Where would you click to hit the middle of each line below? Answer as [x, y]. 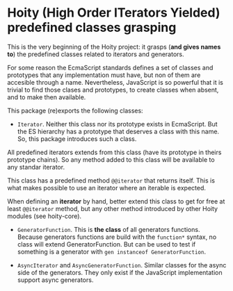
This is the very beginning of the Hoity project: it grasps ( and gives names [114, 47]
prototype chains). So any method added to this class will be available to [111, 159]
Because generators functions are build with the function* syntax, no [117, 237]
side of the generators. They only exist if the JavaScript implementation [120, 272]
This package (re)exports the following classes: [75, 110]
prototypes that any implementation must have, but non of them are [104, 75]
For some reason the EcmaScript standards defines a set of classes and [110, 67]
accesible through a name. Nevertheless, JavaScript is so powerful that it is [115, 82]
